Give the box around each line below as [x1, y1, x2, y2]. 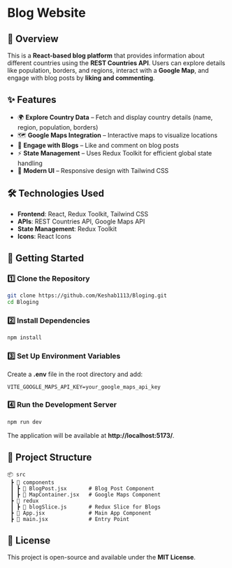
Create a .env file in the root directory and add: [7, 370, 143, 378]
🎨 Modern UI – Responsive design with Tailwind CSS [17, 166, 169, 174]
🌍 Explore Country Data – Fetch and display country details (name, [17, 113, 213, 121]
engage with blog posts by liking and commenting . [7, 74, 155, 82]
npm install [7, 334, 42, 341]
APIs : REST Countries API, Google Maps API [17, 217, 145, 226]
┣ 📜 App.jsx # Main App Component [10, 509, 152, 516]
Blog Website [7, 5, 86, 21]
